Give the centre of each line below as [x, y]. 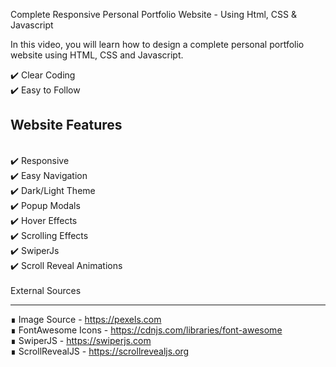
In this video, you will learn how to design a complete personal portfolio [157, 44]
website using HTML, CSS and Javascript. [97, 55]
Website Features [66, 125]
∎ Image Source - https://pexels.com [86, 319]
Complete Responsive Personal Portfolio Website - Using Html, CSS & [153, 14]
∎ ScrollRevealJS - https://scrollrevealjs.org [100, 351]
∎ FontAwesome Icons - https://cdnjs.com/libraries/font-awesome [146, 330]
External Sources [46, 290]
